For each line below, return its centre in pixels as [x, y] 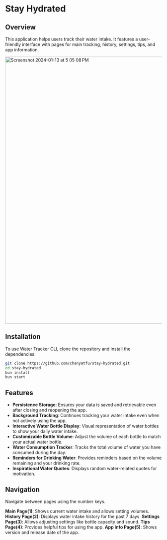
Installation [23, 337]
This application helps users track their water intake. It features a [72, 39]
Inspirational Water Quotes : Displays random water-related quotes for [85, 469]
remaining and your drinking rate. [46, 463]
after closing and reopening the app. [49, 410]
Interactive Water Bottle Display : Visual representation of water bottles [85, 426]
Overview [21, 27]
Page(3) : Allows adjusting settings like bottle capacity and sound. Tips [78, 522]
